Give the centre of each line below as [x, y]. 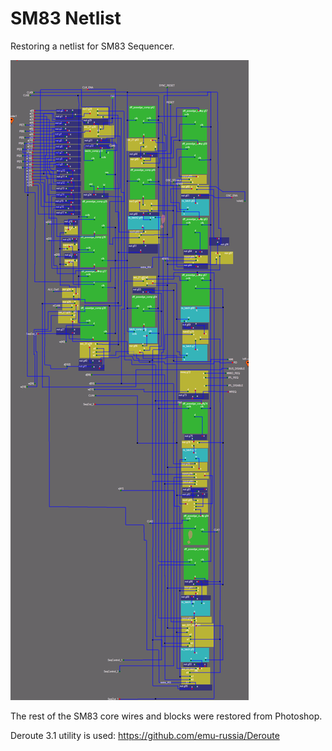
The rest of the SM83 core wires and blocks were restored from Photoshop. [166, 716]
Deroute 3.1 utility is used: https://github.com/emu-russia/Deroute [145, 735]
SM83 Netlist [66, 18]
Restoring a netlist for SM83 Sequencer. [92, 46]
